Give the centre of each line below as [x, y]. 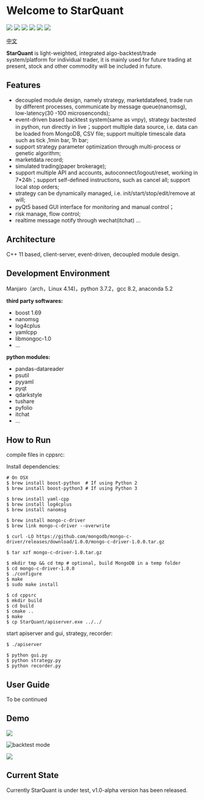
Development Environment [58, 273]
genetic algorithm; [38, 153]
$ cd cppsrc [21, 595]
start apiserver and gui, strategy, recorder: [59, 633]
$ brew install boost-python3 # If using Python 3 [72, 489]
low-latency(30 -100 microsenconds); [63, 113]
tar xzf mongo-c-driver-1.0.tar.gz [57, 553]
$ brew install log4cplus [39, 504]
